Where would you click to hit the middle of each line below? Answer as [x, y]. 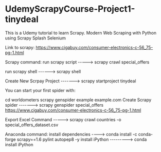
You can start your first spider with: [40, 90]
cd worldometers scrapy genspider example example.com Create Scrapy [78, 100]
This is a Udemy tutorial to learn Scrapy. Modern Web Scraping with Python [81, 33]
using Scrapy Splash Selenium [36, 38]
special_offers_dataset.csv [32, 125]
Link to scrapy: [20, 47]
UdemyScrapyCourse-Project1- [70, 9]
